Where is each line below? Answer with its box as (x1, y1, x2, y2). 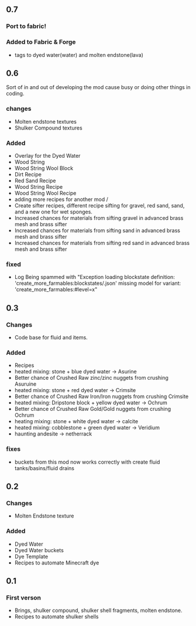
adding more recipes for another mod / (14, 196, 108, 203)
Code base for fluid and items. (14, 334, 88, 341)
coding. (6, 90, 25, 97)
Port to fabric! (6, 22, 47, 30)
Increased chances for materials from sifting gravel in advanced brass (14, 215, 184, 222)
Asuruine (14, 380, 37, 387)
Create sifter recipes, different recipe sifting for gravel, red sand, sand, (14, 202, 185, 209)
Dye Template (14, 553, 49, 560)
